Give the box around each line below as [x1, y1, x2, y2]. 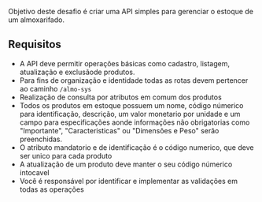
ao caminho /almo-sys [19, 84, 92, 93]
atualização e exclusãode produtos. [19, 67, 135, 77]
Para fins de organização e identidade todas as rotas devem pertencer [19, 75, 249, 85]
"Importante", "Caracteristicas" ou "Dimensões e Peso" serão [19, 125, 220, 135]
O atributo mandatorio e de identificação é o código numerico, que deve [19, 142, 254, 152]
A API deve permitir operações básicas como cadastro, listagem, [19, 58, 231, 68]
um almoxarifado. [8, 15, 65, 24]
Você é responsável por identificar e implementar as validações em [19, 176, 238, 185]
